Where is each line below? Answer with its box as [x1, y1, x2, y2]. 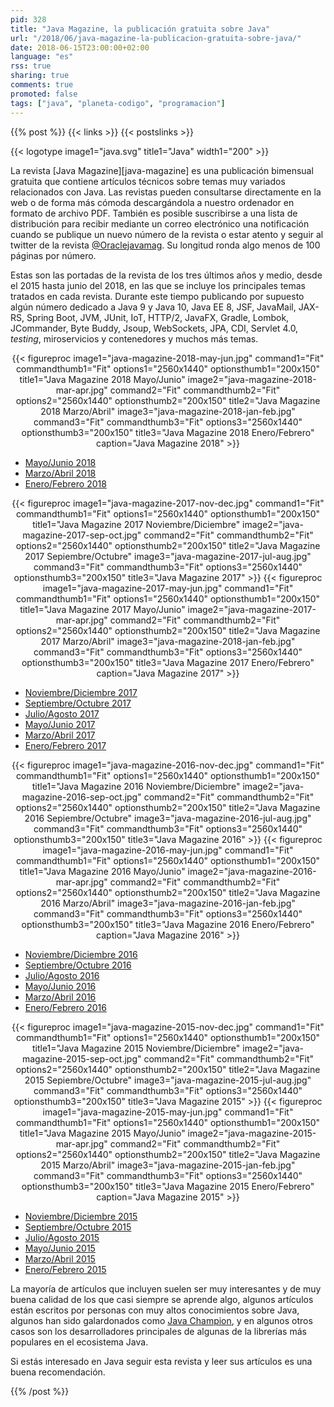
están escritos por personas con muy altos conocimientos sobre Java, [10, 1304, 300, 1316]
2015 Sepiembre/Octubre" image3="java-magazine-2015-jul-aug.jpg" [24, 1074, 312, 1086]
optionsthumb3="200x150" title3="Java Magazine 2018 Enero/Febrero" [21, 426, 315, 438]
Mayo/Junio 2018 [24, 456, 97, 468]
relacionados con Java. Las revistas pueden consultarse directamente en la [10, 186, 322, 198]
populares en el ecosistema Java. [10, 1336, 149, 1348]
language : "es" [10, 52, 74, 62]
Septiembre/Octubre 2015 [24, 1221, 132, 1233]
